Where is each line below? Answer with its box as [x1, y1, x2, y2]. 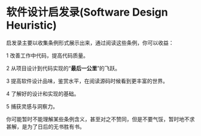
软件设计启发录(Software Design [6, 5, 169, 19]
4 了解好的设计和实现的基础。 [6, 90, 80, 97]
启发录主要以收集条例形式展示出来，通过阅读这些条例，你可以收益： [6, 39, 174, 46]
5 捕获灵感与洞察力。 [6, 102, 59, 110]
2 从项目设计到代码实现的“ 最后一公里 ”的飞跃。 [6, 64, 121, 72]
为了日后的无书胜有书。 [26, 123, 85, 130]
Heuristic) [6, 19, 57, 32]
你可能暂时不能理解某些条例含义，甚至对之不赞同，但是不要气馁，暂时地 [6, 115, 184, 123]
